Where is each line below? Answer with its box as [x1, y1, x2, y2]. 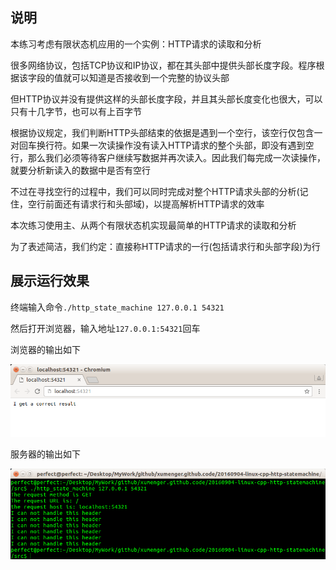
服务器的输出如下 [10, 448, 81, 460]
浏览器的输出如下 [10, 343, 81, 355]
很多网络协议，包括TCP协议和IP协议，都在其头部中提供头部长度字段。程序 [10, 59, 317, 71]
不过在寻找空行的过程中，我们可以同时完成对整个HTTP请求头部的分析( [10, 185, 300, 197]
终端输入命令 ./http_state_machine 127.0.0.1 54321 [10, 301, 225, 313]
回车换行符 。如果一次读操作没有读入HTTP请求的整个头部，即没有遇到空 [18, 139, 315, 151]
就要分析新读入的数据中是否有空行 [10, 164, 151, 176]
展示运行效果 [10, 273, 90, 290]
